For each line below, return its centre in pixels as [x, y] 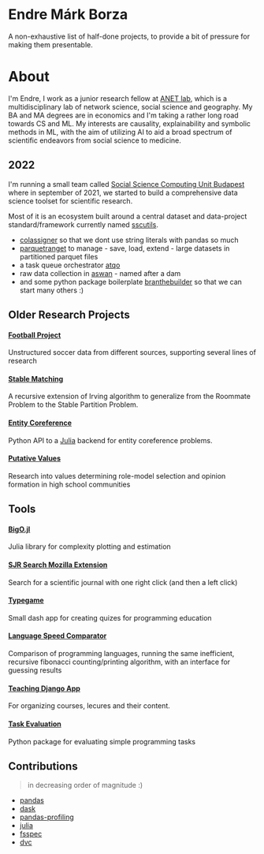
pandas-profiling [47, 817]
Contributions [43, 766]
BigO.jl [19, 529]
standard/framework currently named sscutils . [84, 224]
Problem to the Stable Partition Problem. [73, 405]
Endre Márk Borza [68, 15]
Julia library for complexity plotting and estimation [89, 546]
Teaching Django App [45, 688]
